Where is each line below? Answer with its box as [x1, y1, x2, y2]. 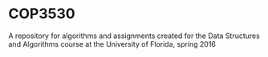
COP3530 [8, 5, 75, 23]
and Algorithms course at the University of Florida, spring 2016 [8, 39, 217, 48]
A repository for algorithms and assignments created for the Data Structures [8, 31, 261, 40]
